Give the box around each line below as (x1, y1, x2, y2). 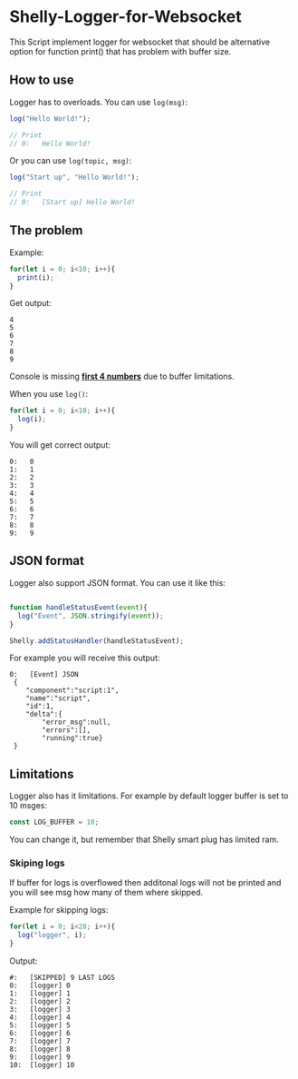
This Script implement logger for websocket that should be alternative (9, 36, 270, 47)
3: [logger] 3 (9, 1005, 71, 1014)
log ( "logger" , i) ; (17, 931, 88, 940)
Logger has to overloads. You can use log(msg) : (9, 96, 188, 107)
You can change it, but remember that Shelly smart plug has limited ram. (9, 834, 279, 846)
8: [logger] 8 (9, 1044, 71, 1054)
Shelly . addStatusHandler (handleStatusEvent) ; (9, 636, 184, 646)
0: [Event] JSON (9, 670, 79, 679)
